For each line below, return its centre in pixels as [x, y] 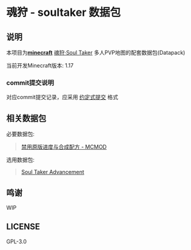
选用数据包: [21, 160]
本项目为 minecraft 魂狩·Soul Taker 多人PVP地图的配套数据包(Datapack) [96, 53]
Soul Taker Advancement [53, 172]
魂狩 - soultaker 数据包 [64, 12]
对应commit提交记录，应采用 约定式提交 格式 [62, 97]
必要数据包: [21, 134]
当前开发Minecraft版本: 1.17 [40, 65]
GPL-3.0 [17, 241]
